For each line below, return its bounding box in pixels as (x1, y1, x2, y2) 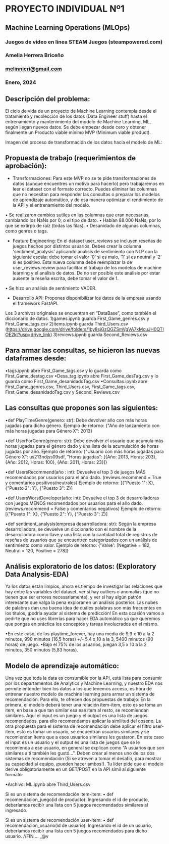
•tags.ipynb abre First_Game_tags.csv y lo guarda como (5, 367, 122, 373)
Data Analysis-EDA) (5, 570, 69, 579)
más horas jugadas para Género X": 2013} (5, 428, 93, 434)
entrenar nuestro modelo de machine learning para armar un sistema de (5, 691, 155, 697)
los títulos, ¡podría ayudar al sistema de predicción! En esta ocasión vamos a (5, 610, 164, 617)
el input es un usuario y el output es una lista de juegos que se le (5, 739, 140, 745)
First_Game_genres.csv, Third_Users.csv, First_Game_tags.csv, (5, 384, 136, 390)
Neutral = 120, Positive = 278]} (5, 547, 69, 553)
